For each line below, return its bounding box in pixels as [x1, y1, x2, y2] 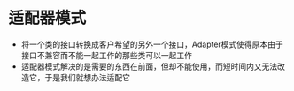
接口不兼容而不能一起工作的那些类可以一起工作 [20, 49, 192, 60]
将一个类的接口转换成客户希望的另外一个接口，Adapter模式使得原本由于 [20, 39, 284, 49]
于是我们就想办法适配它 [44, 72, 130, 82]
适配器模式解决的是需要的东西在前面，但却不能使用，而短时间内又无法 [20, 61, 278, 72]
